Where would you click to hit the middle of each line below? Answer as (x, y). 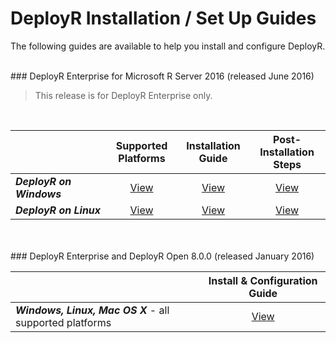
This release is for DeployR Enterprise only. (123, 95)
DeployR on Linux (58, 210)
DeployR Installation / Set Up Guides (163, 18)
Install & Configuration (263, 280)
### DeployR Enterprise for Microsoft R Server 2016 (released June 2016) (162, 76)
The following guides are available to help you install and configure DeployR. (168, 46)
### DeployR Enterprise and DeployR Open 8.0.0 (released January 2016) (162, 256)
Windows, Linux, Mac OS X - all (92, 310)
